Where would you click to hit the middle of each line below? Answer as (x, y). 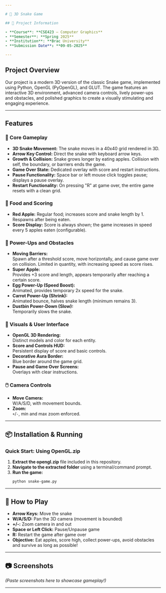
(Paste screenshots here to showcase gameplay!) (56, 580)
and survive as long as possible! (45, 545)
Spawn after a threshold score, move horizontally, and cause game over (85, 259)
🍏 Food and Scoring (29, 203)
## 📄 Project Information (32, 23)
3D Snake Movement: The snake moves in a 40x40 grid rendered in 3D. (86, 148)
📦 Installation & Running (44, 435)
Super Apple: (26, 269)
